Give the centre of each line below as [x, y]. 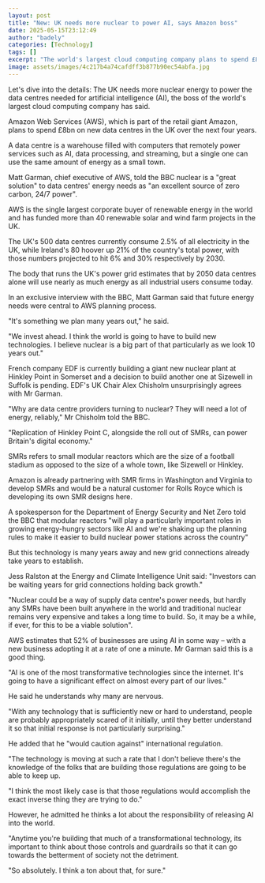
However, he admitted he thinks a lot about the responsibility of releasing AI [131, 814]
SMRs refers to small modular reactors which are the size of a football [121, 456]
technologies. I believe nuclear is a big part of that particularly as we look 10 [132, 344]
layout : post [30, 15]
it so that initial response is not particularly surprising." [97, 728]
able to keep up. [34, 776]
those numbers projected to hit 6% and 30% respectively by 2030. [117, 258]
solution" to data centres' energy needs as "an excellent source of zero [124, 186]
